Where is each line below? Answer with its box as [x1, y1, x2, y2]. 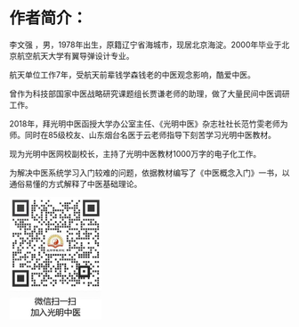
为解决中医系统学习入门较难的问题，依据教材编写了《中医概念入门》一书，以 [9, 167, 290, 178]
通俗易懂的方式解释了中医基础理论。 [9, 178, 142, 189]
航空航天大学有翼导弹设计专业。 [16, 50, 134, 61]
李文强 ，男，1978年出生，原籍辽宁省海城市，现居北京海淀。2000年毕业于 [9, 39, 282, 50]
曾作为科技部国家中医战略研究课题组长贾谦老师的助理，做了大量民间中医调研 [9, 88, 290, 99]
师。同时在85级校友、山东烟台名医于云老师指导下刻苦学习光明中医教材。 [9, 129, 276, 140]
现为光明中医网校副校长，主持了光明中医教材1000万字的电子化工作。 [9, 148, 262, 159]
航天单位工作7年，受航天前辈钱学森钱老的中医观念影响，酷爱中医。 [9, 69, 255, 80]
